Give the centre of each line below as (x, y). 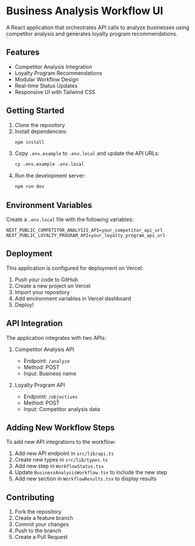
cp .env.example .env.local (49, 165)
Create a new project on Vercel (52, 286)
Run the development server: (50, 176)
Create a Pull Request (41, 537)
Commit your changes (42, 525)
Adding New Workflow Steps (60, 428)
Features (23, 53)
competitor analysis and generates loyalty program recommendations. (92, 33)
